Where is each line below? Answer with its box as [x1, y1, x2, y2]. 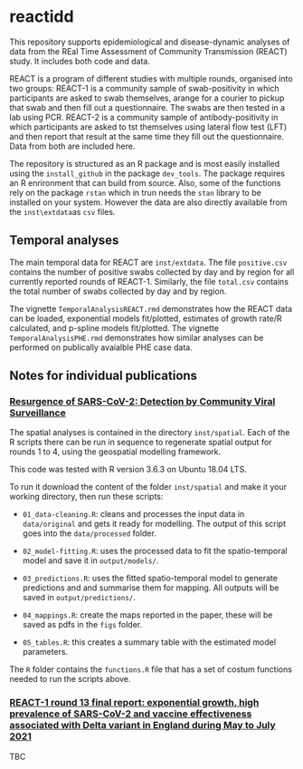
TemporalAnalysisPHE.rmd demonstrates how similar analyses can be [9, 332, 264, 343]
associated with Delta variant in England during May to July [9, 719, 276, 732]
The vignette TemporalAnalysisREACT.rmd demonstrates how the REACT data [9, 303, 292, 314]
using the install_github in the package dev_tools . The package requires [9, 168, 285, 179]
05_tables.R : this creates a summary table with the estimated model [22, 637, 277, 647]
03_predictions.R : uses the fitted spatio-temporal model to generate [22, 573, 279, 584]
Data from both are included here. [9, 141, 136, 151]
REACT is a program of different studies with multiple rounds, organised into [9, 73, 293, 83]
